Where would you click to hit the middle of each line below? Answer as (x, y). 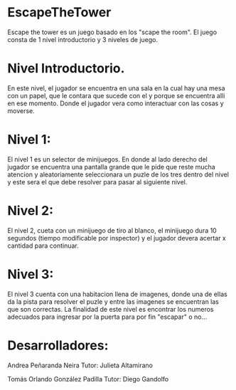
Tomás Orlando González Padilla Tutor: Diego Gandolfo (88, 379)
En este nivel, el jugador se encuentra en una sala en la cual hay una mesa (116, 88)
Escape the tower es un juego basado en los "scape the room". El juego (112, 32)
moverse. (21, 110)
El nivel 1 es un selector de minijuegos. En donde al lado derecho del (107, 159)
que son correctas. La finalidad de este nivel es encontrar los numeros (111, 309)
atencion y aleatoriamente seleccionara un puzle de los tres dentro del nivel (118, 174)
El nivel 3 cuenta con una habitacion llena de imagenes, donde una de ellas (117, 294)
